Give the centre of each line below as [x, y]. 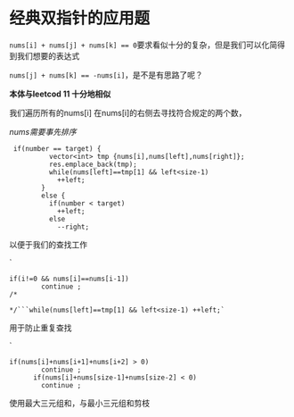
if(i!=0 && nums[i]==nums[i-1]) [69, 279]
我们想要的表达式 [48, 55]
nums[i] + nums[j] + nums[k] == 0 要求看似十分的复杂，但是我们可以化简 [143, 45]
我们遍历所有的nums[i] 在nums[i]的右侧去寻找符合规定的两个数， [128, 113]
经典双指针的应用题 [80, 18]
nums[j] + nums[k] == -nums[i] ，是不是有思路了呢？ [106, 75]
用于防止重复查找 [41, 328]
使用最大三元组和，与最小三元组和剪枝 [79, 403]
